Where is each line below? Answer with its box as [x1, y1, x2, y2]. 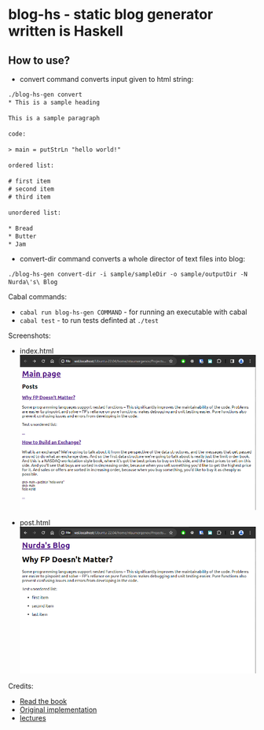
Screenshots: [8, 331, 51, 340]
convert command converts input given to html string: [19, 75, 194, 83]
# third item [8, 193, 51, 201]
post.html [19, 518, 51, 528]
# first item [8, 177, 51, 185]
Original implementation [19, 705, 97, 714]
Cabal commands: [8, 292, 68, 301]
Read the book [19, 696, 68, 706]
